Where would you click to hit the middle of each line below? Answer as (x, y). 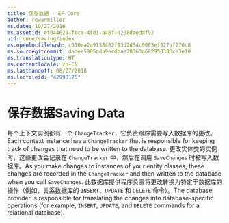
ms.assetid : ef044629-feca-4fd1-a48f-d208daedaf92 (81, 32)
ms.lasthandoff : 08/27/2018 (47, 70)
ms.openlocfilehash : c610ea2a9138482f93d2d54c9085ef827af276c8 (99, 45)
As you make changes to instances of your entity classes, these (115, 166)
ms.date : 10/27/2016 (37, 26)
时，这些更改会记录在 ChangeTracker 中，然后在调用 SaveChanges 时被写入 (110, 157)
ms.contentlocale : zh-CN (42, 64)
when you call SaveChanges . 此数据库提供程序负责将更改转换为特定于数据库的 (115, 182)
